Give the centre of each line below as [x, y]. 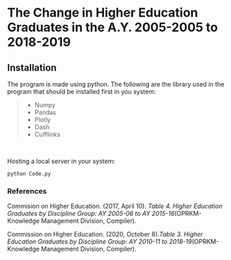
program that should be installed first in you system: [82, 92]
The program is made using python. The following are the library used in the [116, 84]
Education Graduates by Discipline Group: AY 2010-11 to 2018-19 [100, 242]
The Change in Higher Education [103, 13]
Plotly [43, 120]
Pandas [45, 112]
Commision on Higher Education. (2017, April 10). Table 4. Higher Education [115, 206]
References [27, 191]
